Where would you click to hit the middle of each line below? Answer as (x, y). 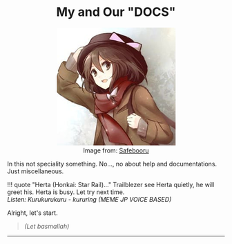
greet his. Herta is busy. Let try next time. (66, 192)
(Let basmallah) (47, 226)
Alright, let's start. (32, 213)
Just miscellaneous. (36, 171)
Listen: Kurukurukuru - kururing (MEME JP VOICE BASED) (89, 199)
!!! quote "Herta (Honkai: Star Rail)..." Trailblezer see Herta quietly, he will (111, 184)
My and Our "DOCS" (116, 12)
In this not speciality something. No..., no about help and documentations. (112, 164)
